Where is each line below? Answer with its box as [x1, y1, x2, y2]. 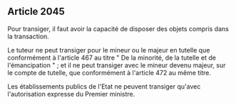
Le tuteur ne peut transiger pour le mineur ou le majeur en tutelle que [7, 45, 210, 54]
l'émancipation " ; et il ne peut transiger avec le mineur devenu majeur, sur [7, 60, 226, 70]
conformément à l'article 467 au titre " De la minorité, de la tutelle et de [7, 53, 216, 62]
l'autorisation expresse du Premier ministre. [7, 89, 135, 98]
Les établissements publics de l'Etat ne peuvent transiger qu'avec [7, 82, 201, 91]
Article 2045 [7, 6, 66, 18]
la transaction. [7, 32, 50, 40]
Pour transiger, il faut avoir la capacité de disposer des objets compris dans [7, 24, 230, 33]
